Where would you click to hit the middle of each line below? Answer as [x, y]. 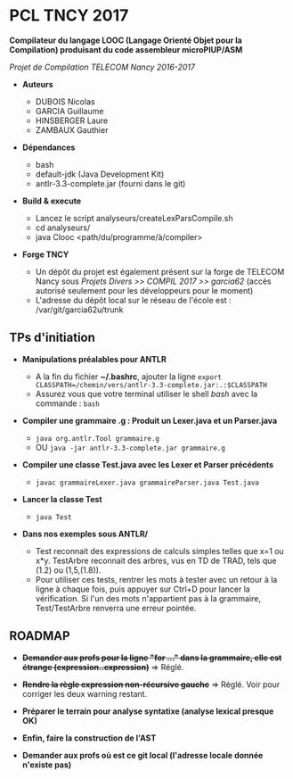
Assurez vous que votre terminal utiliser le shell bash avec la [146, 394]
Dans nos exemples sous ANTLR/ [85, 534]
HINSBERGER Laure [72, 120]
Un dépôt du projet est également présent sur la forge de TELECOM [160, 271]
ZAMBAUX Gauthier [72, 129]
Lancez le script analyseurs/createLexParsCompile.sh [134, 218]
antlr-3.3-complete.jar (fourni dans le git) [110, 183]
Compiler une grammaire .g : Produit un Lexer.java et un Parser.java [150, 420]
